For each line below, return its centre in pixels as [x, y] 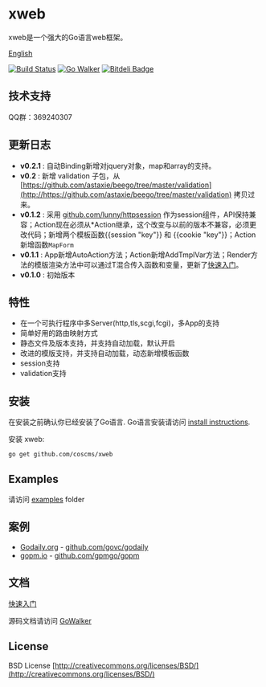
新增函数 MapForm [47, 244]
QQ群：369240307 [40, 117]
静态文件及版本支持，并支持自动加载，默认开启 [97, 343]
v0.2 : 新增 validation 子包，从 [70, 176]
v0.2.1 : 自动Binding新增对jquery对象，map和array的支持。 [118, 166]
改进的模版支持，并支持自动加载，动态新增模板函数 [104, 354]
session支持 [40, 363]
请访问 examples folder [47, 499]
